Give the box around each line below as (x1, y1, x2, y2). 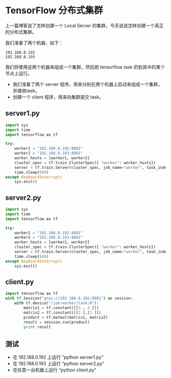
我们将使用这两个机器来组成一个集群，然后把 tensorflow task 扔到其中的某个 (5, 64, 165, 70)
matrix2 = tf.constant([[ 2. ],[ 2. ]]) (23, 310, 101, 315)
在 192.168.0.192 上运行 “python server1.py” (12, 354, 104, 360)
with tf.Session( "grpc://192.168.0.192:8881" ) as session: (5, 296, 133, 301)
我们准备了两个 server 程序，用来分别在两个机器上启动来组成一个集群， (12, 81, 163, 87)
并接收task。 (12, 87, 40, 93)
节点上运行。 (5, 70, 32, 77)
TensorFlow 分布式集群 (5, 5, 103, 16)
